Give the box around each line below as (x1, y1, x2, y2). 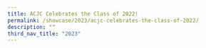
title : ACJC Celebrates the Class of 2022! (7, 10, 139, 18)
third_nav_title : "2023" (7, 30, 81, 37)
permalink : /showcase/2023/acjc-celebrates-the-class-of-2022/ (7, 17, 200, 24)
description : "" (7, 23, 56, 30)
